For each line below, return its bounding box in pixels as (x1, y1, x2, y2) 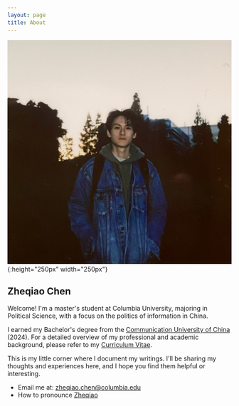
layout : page (7, 11, 46, 18)
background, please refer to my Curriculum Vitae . (7, 341, 153, 349)
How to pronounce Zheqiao (17, 391, 98, 400)
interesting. (7, 370, 41, 378)
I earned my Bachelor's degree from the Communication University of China (7, 326, 230, 334)
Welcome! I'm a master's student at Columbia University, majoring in (7, 304, 208, 313)
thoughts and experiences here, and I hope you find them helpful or (7, 362, 206, 370)
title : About (7, 18, 46, 26)
